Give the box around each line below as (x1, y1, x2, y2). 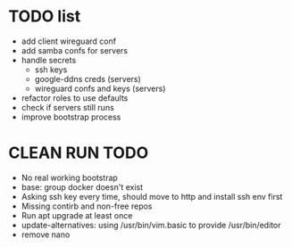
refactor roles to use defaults (21, 92, 129, 103)
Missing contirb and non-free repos (21, 201, 153, 211)
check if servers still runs (21, 102, 115, 112)
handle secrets (21, 54, 77, 65)
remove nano (21, 229, 71, 240)
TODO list (8, 6, 81, 27)
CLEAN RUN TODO (8, 143, 149, 163)
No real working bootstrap (21, 172, 118, 183)
